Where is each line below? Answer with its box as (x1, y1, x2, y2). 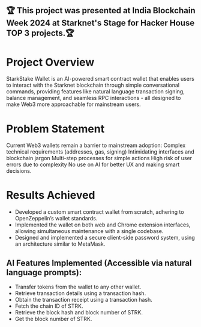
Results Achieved (6, 188, 95, 202)
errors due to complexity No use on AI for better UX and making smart (6, 161, 180, 168)
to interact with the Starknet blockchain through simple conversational (6, 81, 180, 89)
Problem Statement (6, 122, 105, 135)
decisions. (6, 167, 32, 175)
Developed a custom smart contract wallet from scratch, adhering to (14, 208, 184, 216)
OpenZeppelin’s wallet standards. (14, 215, 98, 222)
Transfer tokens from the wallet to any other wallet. (14, 283, 142, 291)
